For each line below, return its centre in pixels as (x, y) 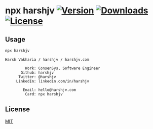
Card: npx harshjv (44, 94)
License (18, 109)
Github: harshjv (37, 72)
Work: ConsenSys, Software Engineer (62, 68)
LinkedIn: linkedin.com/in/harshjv (53, 81)
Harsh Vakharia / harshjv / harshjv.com (47, 59)
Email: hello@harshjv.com (50, 90)
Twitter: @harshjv (37, 77)
